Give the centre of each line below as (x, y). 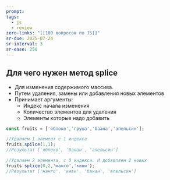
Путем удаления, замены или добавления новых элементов (89, 93)
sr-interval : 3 (24, 44)
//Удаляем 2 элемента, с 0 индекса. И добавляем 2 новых (77, 161)
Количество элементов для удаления (70, 112)
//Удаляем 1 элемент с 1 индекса (47, 139)
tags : (13, 17)
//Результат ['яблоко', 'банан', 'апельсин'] (62, 150)
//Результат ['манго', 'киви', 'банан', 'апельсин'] (71, 171)
